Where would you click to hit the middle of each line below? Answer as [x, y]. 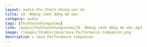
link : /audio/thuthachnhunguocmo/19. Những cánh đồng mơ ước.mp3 [73, 28]
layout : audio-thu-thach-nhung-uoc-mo [45, 10]
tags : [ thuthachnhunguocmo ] [34, 23]
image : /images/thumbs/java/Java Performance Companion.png [68, 32]
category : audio [22, 19]
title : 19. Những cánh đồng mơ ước [42, 14]
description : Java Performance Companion [49, 37]
